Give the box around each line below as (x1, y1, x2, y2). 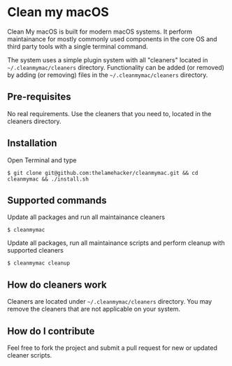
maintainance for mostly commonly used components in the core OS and (7, 34, 218, 43)
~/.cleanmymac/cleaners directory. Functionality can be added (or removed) (7, 63, 225, 71)
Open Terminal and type (7, 155, 77, 164)
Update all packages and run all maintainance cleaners (7, 213, 166, 221)
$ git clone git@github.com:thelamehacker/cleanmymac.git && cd (7, 169, 198, 176)
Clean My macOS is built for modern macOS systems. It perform (7, 27, 193, 36)
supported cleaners (7, 246, 64, 255)
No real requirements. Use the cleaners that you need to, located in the (7, 109, 212, 118)
